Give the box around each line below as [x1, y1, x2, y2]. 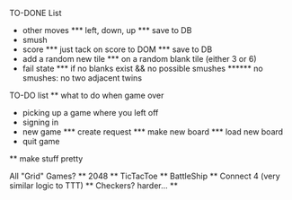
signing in [22, 117, 59, 127]
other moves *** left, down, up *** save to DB [22, 25, 192, 35]
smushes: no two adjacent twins [22, 73, 142, 83]
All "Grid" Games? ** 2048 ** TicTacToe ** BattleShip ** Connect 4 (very [9, 170, 280, 181]
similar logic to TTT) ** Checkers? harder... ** [9, 180, 178, 191]
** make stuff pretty [9, 153, 84, 164]
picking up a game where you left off [22, 108, 159, 117]
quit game [22, 136, 60, 146]
